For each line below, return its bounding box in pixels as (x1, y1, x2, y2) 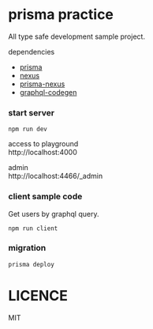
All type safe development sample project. (8, 32, 146, 41)
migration (8, 243, 47, 254)
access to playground (8, 139, 79, 149)
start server (8, 107, 55, 118)
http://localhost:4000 (8, 148, 77, 157)
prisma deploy (8, 260, 55, 268)
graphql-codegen (19, 87, 77, 96)
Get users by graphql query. (8, 209, 99, 218)
